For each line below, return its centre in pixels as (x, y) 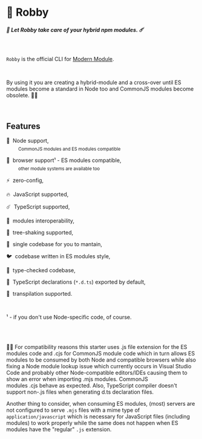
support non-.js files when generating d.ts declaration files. (80, 392)
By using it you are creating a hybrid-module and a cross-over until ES (94, 83)
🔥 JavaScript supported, (37, 194)
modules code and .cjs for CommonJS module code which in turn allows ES (101, 353)
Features (23, 126)
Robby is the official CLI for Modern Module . (60, 59)
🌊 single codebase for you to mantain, (54, 244)
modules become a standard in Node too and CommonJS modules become (100, 89)
